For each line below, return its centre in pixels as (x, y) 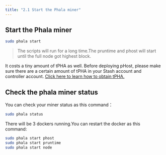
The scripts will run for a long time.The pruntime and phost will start (87, 51)
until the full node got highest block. (54, 56)
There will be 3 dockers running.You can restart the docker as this (73, 124)
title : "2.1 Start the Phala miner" (43, 10)
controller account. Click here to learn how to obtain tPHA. (65, 77)
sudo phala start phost (30, 138)
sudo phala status (24, 114)
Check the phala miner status (52, 92)
